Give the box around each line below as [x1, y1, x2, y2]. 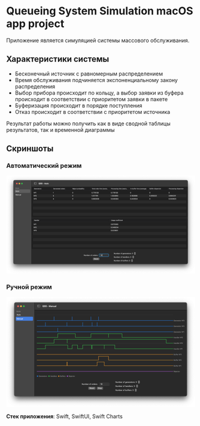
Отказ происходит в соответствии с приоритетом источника [14, 108, 171, 115]
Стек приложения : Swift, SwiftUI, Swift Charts [6, 412, 123, 420]
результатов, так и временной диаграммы [6, 126, 115, 133]
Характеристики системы [6, 54, 110, 64]
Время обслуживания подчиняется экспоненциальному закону [14, 76, 178, 83]
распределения [14, 83, 56, 90]
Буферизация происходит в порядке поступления [14, 102, 143, 109]
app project [6, 17, 65, 31]
